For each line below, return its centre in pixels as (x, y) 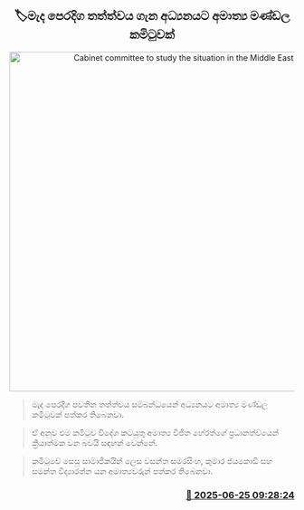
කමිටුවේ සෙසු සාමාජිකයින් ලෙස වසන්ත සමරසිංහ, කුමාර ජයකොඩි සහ (152, 460)
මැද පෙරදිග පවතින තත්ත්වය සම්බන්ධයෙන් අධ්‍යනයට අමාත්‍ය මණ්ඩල (150, 404)
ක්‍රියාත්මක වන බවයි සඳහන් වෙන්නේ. (95, 442)
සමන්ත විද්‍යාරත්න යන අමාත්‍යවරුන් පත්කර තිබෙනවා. (122, 471)
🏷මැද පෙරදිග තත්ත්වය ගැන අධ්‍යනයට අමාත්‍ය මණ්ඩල (152, 16)
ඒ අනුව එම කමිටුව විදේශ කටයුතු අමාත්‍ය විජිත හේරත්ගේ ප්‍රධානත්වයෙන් (155, 432)
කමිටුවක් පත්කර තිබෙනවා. (78, 414)
